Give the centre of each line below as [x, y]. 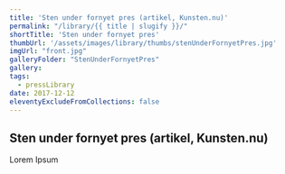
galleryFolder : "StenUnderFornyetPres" [85, 60]
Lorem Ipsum [34, 160]
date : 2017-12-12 [42, 93]
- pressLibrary [46, 85]
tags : [19, 77]
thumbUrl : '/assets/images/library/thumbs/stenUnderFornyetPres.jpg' [143, 43]
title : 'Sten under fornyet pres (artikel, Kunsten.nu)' [119, 18]
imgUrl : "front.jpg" [48, 51]
